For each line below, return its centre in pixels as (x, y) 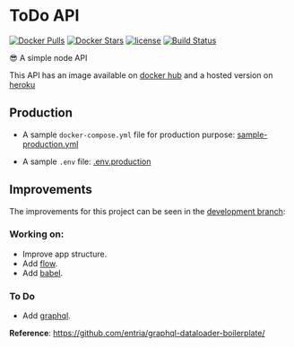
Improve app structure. (65, 254)
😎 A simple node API (48, 57)
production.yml (50, 143)
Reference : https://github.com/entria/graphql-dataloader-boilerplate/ (138, 334)
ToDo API (44, 16)
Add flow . (40, 263)
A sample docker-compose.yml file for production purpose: (129, 134)
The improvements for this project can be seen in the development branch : (147, 211)
